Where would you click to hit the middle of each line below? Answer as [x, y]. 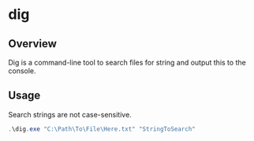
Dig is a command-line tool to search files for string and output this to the [127, 62]
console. [22, 71]
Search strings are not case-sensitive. [70, 114]
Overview [33, 44]
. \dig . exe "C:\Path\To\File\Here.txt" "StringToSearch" [102, 129]
